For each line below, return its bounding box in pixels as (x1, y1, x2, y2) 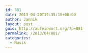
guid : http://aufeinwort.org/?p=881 (5, 26, 83, 31)
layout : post (5, 21, 33, 27)
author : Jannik (5, 17, 38, 22)
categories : (5, 36, 31, 41)
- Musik (10, 40, 26, 45)
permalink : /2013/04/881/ (5, 31, 60, 36)
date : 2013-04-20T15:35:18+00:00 (5, 12, 76, 17)
